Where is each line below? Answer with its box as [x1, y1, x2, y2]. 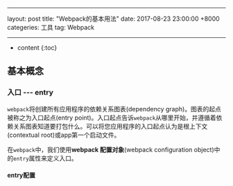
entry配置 [7, 171, 36, 180]
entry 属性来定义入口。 [13, 154, 78, 162]
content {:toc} [17, 44, 58, 52]
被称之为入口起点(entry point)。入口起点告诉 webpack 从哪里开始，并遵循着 [7, 113, 216, 122]
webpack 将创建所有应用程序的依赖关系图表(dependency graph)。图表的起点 [7, 104, 222, 113]
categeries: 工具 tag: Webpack [7, 24, 95, 31]
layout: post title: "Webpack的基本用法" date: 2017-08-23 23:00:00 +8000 [7, 15, 220, 23]
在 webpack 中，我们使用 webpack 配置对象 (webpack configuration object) [7, 145, 215, 154]
